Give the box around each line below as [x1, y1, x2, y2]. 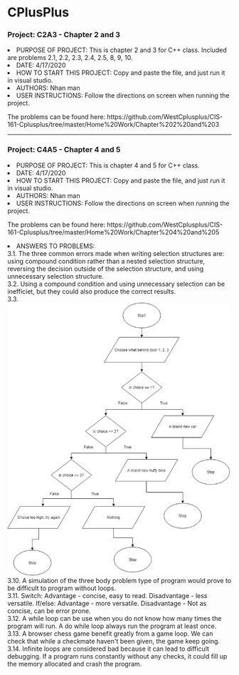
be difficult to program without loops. [7, 584, 117, 592]
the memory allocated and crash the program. [7, 660, 142, 669]
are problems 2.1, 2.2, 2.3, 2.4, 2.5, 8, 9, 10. [7, 53, 133, 62]
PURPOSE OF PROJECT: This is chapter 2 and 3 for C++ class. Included [16, 46, 228, 54]
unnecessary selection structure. [7, 272, 105, 280]
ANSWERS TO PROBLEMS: [16, 242, 95, 250]
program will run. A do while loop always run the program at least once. [7, 622, 217, 631]
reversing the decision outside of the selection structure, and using [7, 264, 204, 273]
